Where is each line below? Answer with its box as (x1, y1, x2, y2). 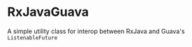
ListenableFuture (7, 34, 58, 41)
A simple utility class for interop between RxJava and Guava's (7, 27, 185, 35)
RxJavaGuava (7, 4, 89, 20)
